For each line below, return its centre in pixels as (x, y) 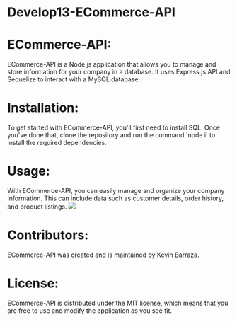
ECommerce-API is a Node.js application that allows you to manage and (112, 64)
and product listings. (37, 207)
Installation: (43, 108)
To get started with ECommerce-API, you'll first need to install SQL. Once (114, 127)
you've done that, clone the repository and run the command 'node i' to (111, 135)
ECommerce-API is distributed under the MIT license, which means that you (118, 303)
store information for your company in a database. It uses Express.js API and (119, 72)
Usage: (29, 171)
